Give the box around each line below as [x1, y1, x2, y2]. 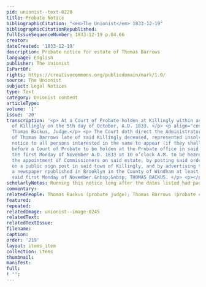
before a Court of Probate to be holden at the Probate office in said [12, 145, 199, 152]
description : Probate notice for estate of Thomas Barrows [6, 49, 161, 55]
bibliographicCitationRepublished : [6, 26, 97, 33]
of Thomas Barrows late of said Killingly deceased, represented [12, 134, 183, 141]
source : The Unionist [6, 77, 62, 83]
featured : [6, 197, 32, 203]
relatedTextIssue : [6, 220, 53, 226]
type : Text [6, 89, 34, 95]
